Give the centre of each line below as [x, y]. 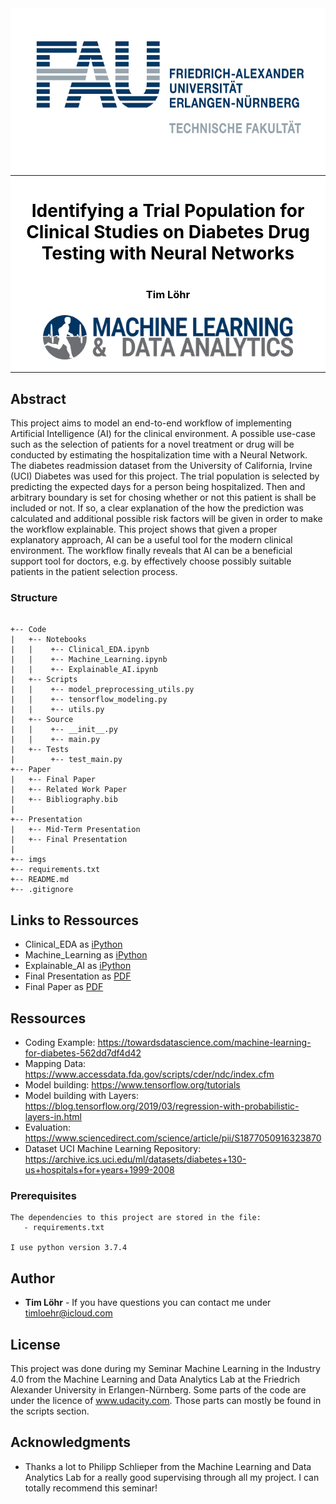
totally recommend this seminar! [91, 1488]
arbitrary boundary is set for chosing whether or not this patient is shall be [163, 498]
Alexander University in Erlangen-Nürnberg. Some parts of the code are [158, 1390]
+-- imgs [28, 860]
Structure [34, 598]
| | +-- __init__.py [64, 730]
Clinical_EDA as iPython [73, 944]
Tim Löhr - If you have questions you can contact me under [148, 1303]
